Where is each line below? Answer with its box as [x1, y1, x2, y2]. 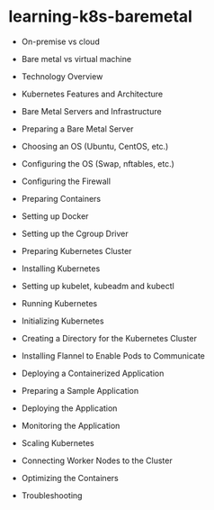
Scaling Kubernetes [21, 437, 95, 448]
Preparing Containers [21, 193, 101, 204]
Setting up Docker [21, 210, 89, 222]
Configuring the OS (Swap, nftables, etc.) [21, 158, 174, 168]
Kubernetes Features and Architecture [21, 88, 164, 99]
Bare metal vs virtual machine [21, 53, 132, 64]
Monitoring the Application [21, 420, 120, 431]
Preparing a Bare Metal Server [21, 123, 134, 134]
